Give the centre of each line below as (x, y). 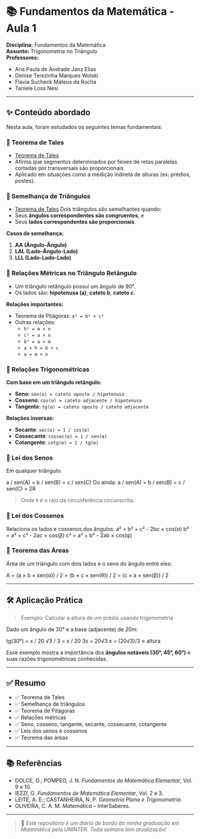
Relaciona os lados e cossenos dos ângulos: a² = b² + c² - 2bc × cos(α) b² (98, 528)
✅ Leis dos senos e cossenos (51, 731)
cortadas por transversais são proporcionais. (70, 168)
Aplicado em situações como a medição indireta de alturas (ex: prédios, (103, 174)
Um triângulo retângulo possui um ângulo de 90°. (75, 286)
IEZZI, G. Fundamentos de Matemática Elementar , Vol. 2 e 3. (89, 793)
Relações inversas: (30, 418)
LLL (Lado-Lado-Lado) (43, 258)
